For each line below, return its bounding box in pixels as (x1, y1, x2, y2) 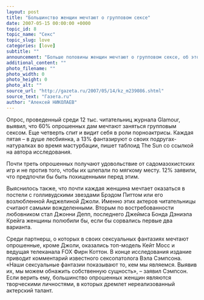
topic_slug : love (6, 37, 50, 43)
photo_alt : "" (6, 83, 42, 89)
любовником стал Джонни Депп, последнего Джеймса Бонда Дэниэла (6, 210, 192, 217)
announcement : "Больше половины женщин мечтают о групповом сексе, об (6, 54, 189, 60)
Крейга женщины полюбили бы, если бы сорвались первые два (6, 217, 173, 224)
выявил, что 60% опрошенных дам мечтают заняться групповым (6, 122, 177, 129)
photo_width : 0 (6, 71, 45, 77)
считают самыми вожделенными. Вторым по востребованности (6, 204, 174, 211)
